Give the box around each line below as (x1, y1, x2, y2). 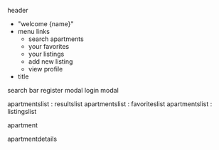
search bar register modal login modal (7, 86, 119, 94)
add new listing (28, 57, 73, 66)
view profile (28, 65, 63, 73)
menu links (17, 28, 50, 35)
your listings (28, 50, 65, 58)
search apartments (28, 35, 84, 43)
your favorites (28, 42, 70, 50)
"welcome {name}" (17, 20, 74, 28)
